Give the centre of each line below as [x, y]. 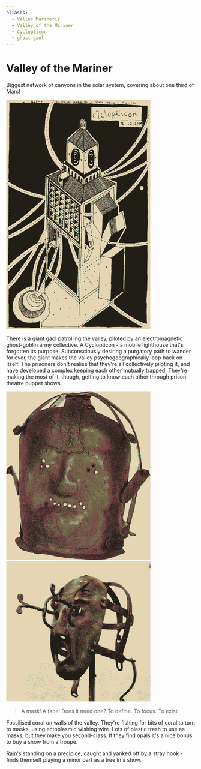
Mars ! [13, 91]
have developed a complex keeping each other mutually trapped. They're [97, 370]
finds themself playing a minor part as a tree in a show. [74, 760]
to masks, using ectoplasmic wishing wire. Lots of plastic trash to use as [95, 729]
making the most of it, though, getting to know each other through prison [96, 377]
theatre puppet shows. [34, 383]
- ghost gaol [28, 38]
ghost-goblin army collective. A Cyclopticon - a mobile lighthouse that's [95, 345]
